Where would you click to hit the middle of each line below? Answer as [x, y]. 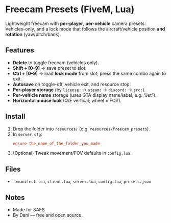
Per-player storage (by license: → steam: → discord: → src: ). [79, 90]
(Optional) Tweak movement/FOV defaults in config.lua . [72, 153]
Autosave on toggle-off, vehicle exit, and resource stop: [72, 84]
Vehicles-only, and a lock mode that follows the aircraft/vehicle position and [85, 29]
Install [15, 116]
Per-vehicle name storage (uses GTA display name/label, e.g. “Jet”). [84, 95]
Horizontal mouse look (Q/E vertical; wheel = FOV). [67, 100]
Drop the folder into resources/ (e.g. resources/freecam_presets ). [81, 129]
